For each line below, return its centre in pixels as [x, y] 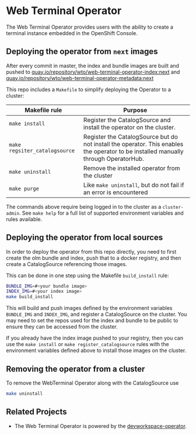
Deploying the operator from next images [82, 52]
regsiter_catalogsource [42, 151]
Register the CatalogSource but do [131, 137]
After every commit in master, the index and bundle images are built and [93, 65]
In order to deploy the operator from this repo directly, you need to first [91, 251]
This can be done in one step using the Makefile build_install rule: [87, 275]
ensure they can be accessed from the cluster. [62, 327]
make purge [24, 189]
